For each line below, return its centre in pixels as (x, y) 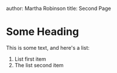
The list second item (39, 65)
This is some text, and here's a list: (48, 48)
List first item (30, 59)
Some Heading (42, 32)
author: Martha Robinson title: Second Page (58, 8)
